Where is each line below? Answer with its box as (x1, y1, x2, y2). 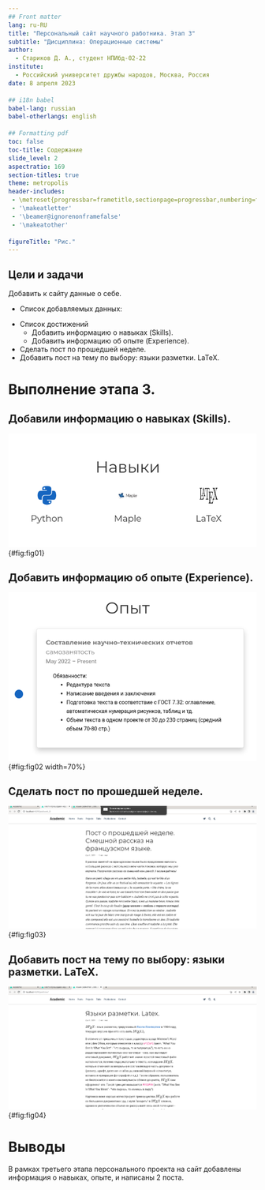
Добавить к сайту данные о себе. (8, 289, 122, 298)
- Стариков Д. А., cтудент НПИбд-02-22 (15, 54, 147, 62)
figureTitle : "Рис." (8, 238, 77, 246)
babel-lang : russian (8, 104, 77, 112)
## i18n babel (8, 96, 55, 104)
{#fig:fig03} (8, 930, 47, 940)
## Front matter (8, 13, 62, 21)
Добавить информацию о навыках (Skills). (31, 328, 174, 337)
